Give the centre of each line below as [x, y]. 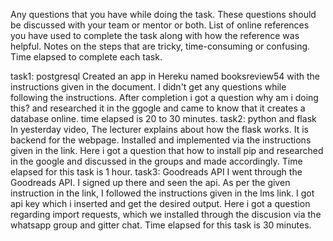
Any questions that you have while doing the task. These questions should [163, 14]
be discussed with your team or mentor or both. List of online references [160, 25]
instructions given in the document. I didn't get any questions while [148, 87]
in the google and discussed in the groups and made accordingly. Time [156, 161]
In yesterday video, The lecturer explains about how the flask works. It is [159, 129]
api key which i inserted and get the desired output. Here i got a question [160, 203]
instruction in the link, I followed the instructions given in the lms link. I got [162, 193]
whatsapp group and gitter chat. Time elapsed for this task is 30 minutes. [161, 225]
